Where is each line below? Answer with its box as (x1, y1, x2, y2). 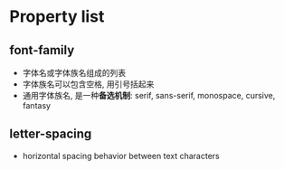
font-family (9, 42, 75, 58)
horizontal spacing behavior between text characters (22, 150, 220, 161)
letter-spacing (9, 127, 92, 142)
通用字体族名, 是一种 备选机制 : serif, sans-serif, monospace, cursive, (22, 90, 276, 100)
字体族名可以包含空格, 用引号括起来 (22, 79, 155, 90)
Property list (9, 6, 105, 27)
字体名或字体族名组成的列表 (22, 68, 127, 78)
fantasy (22, 100, 52, 110)
